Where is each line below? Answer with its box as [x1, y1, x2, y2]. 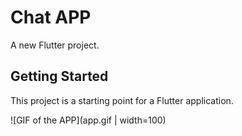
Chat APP [10, 6, 92, 29]
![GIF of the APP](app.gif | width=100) [10, 114, 167, 126]
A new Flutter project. [10, 39, 100, 51]
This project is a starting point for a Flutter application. [10, 94, 234, 106]
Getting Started [10, 68, 109, 85]
